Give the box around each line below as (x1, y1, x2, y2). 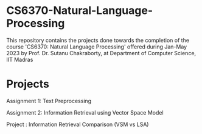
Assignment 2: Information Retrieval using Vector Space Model (6, 109, 164, 116)
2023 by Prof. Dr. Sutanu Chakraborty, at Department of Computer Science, (6, 49, 197, 56)
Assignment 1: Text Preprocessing (6, 97, 92, 104)
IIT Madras (6, 56, 33, 63)
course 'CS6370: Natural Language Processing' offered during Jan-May (6, 43, 187, 50)
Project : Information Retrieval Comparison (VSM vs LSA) (6, 121, 149, 128)
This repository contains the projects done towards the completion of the (6, 36, 190, 44)
